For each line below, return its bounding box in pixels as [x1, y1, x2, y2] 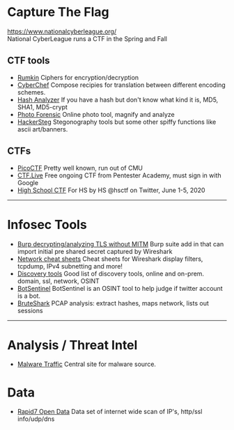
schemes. [17, 88, 46, 96]
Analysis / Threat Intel [7, 337, 138, 353]
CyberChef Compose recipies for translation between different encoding [17, 81, 226, 89]
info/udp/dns [17, 415, 55, 423]
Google [17, 178, 39, 186]
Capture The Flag [7, 4, 109, 20]
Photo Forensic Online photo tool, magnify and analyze [17, 110, 175, 118]
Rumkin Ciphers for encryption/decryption [17, 73, 139, 81]
